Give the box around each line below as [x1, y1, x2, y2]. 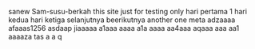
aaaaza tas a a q [8, 32, 62, 41]
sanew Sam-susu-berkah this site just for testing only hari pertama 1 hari [8, 7, 248, 16]
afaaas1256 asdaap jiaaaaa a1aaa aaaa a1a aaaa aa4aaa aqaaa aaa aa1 [8, 24, 240, 32]
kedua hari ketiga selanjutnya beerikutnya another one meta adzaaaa [8, 15, 236, 24]
